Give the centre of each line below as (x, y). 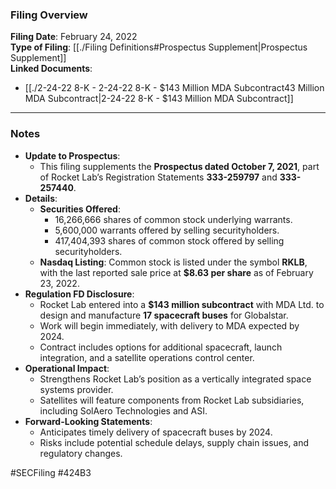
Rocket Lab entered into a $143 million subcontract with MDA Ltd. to (182, 304)
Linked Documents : (51, 69)
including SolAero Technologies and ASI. (123, 410)
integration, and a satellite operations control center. (147, 357)
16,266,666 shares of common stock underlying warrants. (173, 219)
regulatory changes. (81, 453)
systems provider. (76, 389)
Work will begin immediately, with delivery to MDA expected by (169, 325)
